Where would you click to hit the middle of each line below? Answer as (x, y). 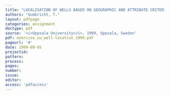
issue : (12, 75)
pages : (12, 66)
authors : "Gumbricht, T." (32, 15)
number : (13, 71)
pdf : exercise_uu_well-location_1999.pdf (50, 38)
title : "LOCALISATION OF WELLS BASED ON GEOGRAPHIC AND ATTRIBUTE (77, 10)
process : (14, 61)
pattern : (14, 57)
